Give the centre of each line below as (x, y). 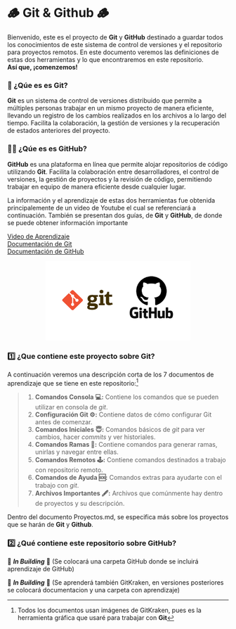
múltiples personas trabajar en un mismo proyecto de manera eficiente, (111, 108)
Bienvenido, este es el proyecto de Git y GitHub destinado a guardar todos (115, 37)
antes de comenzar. (64, 422)
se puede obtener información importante (68, 222)
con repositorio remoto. (69, 470)
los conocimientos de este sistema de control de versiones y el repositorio (115, 44)
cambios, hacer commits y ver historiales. (95, 437)
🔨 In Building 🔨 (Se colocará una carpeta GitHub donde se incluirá (103, 561)
